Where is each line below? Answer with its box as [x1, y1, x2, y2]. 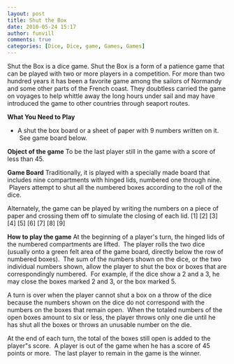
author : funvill [7, 29, 54, 37]
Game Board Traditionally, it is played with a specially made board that [7, 169, 210, 176]
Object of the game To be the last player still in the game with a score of [7, 148, 216, 155]
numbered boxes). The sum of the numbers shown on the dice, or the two [7, 255, 221, 263]
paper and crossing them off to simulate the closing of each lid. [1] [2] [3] [7, 211, 218, 220]
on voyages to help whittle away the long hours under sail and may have [7, 92, 215, 100]
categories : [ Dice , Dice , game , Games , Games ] [7, 43, 145, 50]
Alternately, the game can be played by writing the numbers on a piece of [7, 204, 219, 212]
